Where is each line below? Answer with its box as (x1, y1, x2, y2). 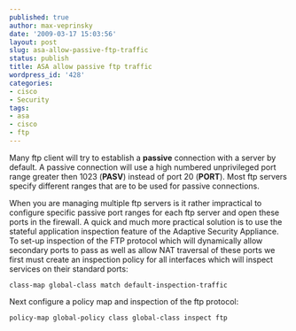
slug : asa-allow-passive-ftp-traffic (9, 46, 149, 55)
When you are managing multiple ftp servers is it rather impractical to (9, 197, 262, 208)
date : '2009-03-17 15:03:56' (9, 29, 117, 38)
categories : (9, 79, 53, 88)
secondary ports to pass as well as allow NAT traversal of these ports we (9, 244, 276, 255)
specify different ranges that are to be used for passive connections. (9, 181, 260, 191)
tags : (9, 104, 29, 112)
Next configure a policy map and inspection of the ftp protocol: (9, 296, 239, 306)
